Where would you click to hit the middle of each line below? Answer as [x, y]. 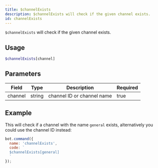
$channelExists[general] [34, 152]
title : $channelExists [28, 9]
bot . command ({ [19, 139]
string [37, 96]
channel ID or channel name [80, 96]
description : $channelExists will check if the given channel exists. [78, 14]
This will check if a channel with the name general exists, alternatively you [79, 125]
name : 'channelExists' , [33, 143]
